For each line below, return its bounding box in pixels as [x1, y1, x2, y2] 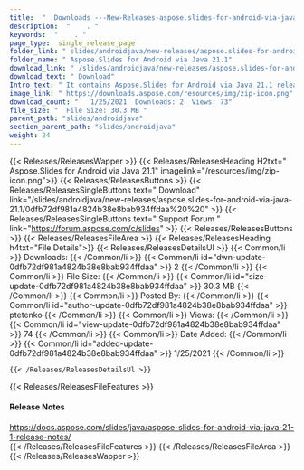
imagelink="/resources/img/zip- [160, 164, 280, 176]
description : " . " [9, 22, 100, 31]
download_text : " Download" [9, 72, 116, 81]
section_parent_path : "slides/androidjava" [9, 123, 176, 132]
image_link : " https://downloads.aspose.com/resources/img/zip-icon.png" [9, 89, 294, 98]
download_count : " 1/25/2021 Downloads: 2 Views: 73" [9, 97, 233, 107]
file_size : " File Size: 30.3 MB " [9, 106, 147, 115]
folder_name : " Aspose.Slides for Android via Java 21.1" [9, 55, 233, 64]
